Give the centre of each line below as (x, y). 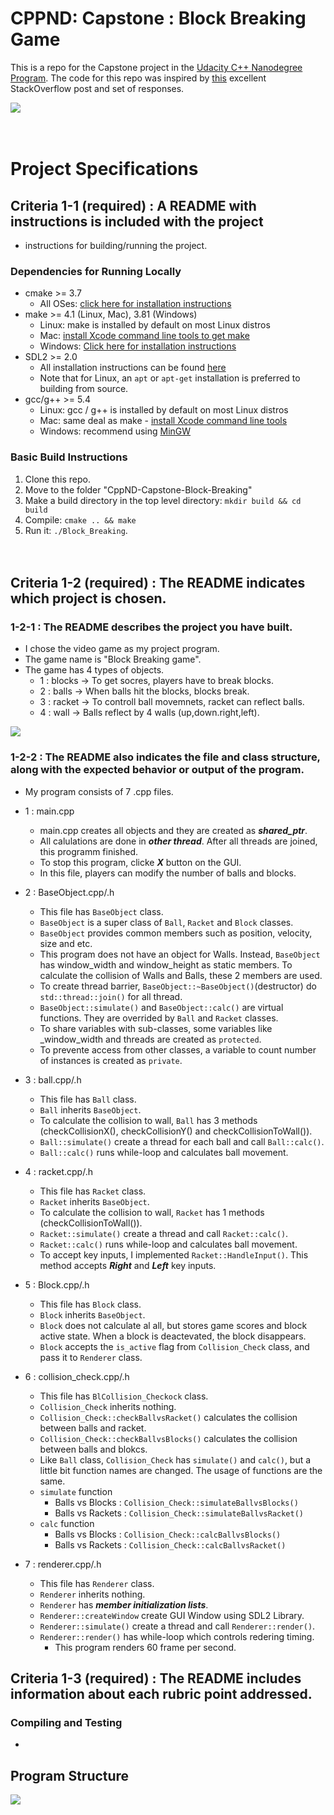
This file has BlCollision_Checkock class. (124, 1396)
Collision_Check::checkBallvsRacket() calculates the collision (168, 1417)
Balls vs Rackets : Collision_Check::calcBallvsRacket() (170, 1544)
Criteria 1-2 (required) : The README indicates (158, 582)
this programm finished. (89, 851)
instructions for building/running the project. (116, 245)
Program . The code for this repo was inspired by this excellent (138, 78)
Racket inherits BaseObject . (94, 1201)
